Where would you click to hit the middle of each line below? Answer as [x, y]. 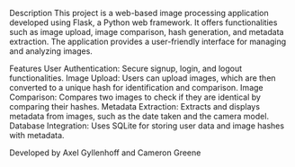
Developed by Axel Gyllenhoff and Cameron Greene [105, 153]
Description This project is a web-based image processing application [139, 13]
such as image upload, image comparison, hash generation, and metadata [147, 32]
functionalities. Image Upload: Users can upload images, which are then [143, 78]
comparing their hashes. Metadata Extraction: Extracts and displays [135, 106]
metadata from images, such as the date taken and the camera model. [139, 116]
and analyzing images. [51, 51]
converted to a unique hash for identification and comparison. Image [136, 88]
